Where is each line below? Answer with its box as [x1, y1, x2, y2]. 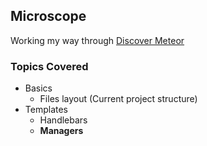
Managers [39, 125, 84, 137]
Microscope [10, 8, 87, 25]
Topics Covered [10, 59, 89, 73]
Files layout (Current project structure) [39, 93, 198, 105]
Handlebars [39, 114, 88, 126]
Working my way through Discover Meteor [10, 34, 185, 46]
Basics [24, 82, 53, 94]
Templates [24, 104, 68, 116]
